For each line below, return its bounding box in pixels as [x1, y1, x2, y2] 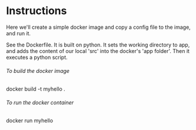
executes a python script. [6, 54, 68, 61]
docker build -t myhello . [6, 85, 66, 92]
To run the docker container [6, 99, 74, 106]
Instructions [6, 4, 67, 18]
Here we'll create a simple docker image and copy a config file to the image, [6, 24, 191, 31]
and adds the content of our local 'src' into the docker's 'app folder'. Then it [6, 47, 190, 54]
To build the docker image [6, 67, 69, 74]
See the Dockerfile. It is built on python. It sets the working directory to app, [6, 41, 190, 48]
